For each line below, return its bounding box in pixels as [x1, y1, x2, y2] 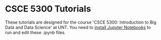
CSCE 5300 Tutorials [5, 3, 91, 14]
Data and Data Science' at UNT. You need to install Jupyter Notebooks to [5, 24, 151, 30]
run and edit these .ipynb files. [5, 29, 66, 35]
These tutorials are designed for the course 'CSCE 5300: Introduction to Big [5, 19, 157, 25]
